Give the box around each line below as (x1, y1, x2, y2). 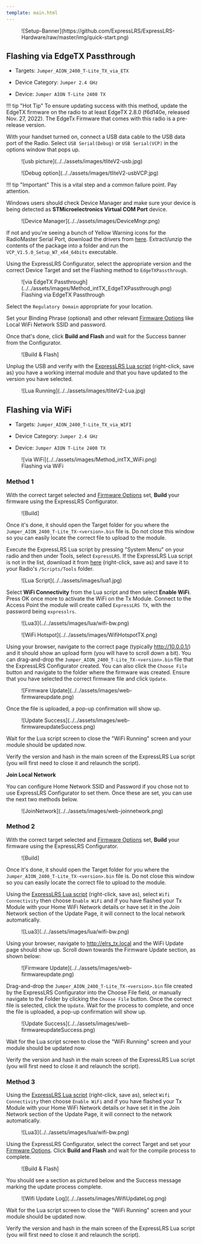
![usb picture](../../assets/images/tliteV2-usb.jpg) (21, 158, 143, 165)
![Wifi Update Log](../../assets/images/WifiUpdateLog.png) (21, 1195, 167, 1202)
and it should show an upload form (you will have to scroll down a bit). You (6, 649, 191, 656)
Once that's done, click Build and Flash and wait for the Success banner (6, 333, 186, 340)
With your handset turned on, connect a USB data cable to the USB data (6, 133, 186, 140)
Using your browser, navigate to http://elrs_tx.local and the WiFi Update (6, 939, 184, 946)
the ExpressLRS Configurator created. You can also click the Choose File (6, 662, 188, 669)
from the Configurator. (6, 339, 62, 347)
